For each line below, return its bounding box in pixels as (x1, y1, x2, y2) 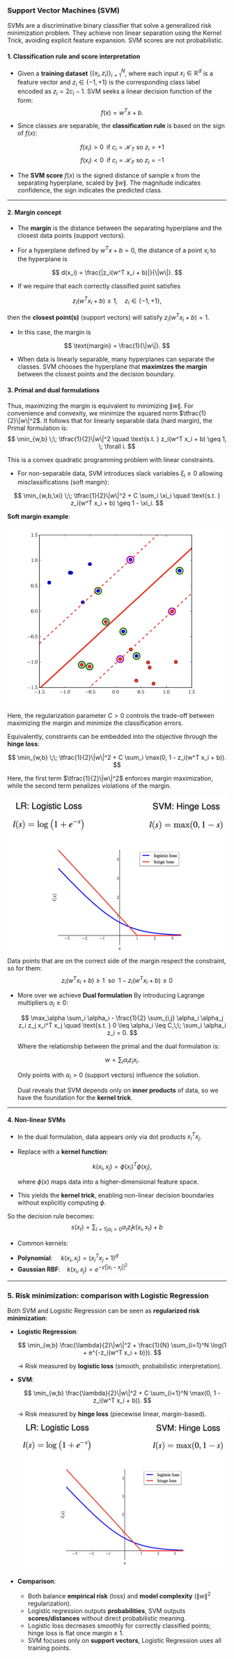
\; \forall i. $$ (98, 442, 136, 450)
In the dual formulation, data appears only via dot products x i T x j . (17, 1131, 202, 1142)
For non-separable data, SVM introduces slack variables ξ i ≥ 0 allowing (17, 469, 223, 479)
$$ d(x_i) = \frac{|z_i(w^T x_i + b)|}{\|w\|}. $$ (52, 268, 182, 277)
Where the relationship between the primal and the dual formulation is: (17, 1042, 220, 1050)
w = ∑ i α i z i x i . (104, 1055, 140, 1065)
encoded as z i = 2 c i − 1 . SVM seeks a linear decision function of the (17, 86, 212, 97)
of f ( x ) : (17, 129, 38, 137)
